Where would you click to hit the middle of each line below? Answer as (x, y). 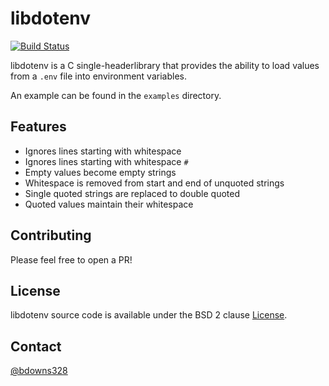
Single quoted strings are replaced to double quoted (132, 193)
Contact (36, 346)
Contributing (51, 235)
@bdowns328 (39, 371)
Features (38, 127)
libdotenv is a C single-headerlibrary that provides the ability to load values (165, 65)
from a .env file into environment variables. (98, 76)
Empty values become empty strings (100, 172)
